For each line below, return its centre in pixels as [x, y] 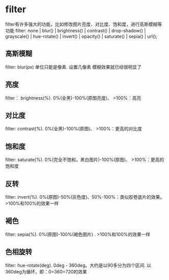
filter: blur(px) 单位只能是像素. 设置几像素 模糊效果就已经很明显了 [73, 67]
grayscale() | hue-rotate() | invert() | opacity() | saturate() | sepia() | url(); [81, 36]
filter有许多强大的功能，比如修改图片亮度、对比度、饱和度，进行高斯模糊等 [84, 24]
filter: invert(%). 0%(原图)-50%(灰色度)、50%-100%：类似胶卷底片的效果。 [85, 197]
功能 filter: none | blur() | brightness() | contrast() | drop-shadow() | [76, 30]
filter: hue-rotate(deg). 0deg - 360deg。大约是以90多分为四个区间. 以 [78, 265]
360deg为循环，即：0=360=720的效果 [46, 271]
